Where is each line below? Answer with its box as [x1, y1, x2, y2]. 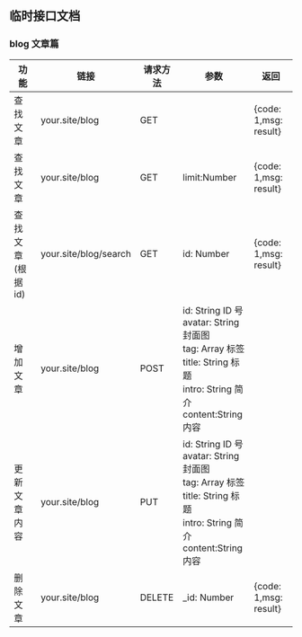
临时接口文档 [9, 8, 81, 24]
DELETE [139, 591, 174, 604]
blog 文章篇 [9, 38, 60, 50]
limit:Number [182, 171, 237, 183]
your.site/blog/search [40, 247, 132, 260]
